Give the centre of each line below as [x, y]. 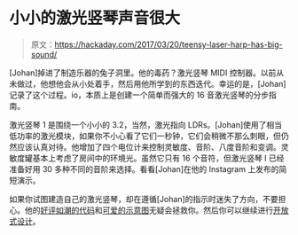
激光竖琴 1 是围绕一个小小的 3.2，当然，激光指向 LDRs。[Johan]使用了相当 [145, 124]
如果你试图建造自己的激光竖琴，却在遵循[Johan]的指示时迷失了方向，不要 [144, 199]
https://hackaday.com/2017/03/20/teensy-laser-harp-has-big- [169, 44]
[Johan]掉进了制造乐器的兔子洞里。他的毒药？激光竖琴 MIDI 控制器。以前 [143, 73]
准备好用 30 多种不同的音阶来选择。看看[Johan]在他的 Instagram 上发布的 [144, 168]
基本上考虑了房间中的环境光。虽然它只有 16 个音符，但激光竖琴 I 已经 [158, 158]
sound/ [44, 54]
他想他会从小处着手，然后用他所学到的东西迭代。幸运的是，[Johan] [163, 83]
